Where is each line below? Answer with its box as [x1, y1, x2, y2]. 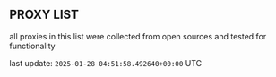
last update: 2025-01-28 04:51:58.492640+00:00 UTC [9, 57, 203, 68]
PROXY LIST [9, 7, 79, 22]
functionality [9, 40, 56, 51]
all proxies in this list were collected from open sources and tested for [9, 30, 267, 41]
